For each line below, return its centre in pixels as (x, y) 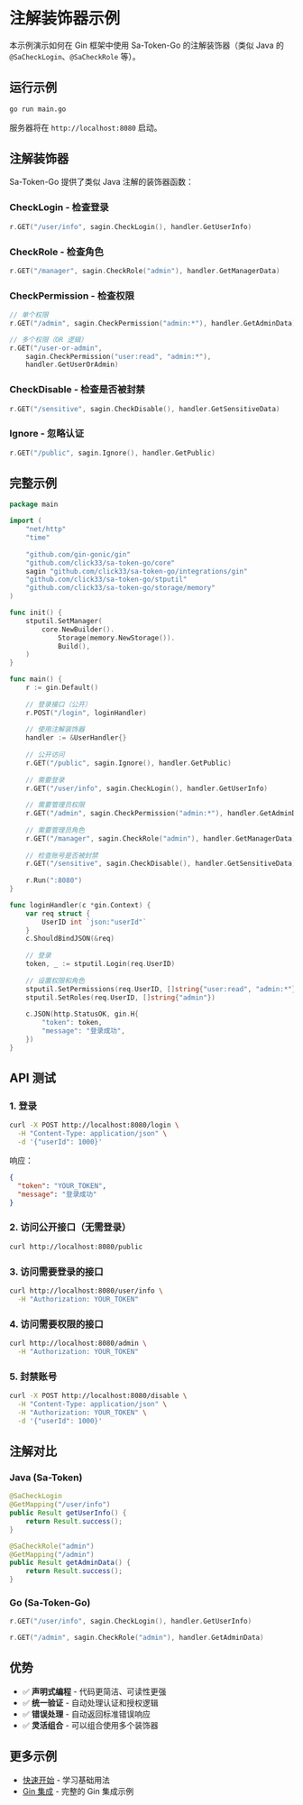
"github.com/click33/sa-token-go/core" (101, 563)
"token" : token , (72, 1023)
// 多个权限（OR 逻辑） (49, 339)
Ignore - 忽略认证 (46, 434)
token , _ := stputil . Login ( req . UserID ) (101, 964)
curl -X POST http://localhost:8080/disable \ (98, 1396)
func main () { (36, 679)
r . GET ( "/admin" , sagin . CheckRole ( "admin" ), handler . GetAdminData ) (137, 1638)
